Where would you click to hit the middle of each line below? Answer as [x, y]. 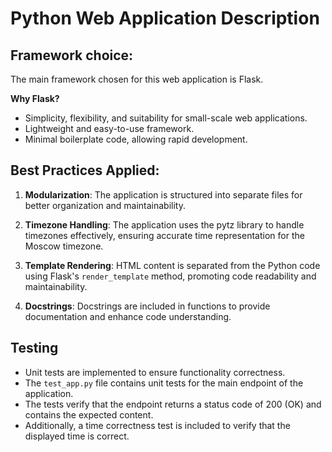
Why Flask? [35, 98]
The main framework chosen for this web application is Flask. [137, 79]
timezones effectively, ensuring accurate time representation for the [164, 235]
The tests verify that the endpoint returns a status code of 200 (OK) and [173, 404]
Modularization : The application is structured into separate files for [163, 194]
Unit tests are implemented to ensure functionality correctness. [155, 372]
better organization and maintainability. [105, 205]
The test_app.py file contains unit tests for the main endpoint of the [164, 383]
